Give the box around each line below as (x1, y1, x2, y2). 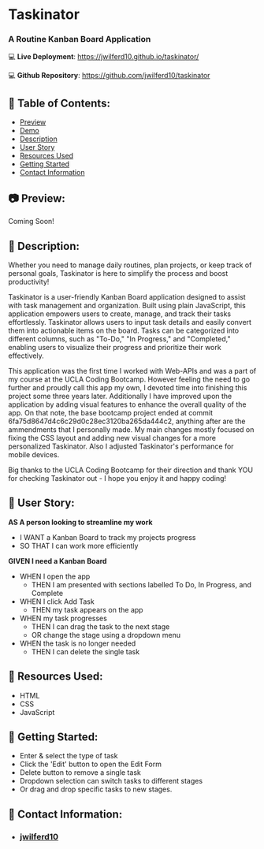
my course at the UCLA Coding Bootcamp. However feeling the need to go (8, 374, 251, 384)
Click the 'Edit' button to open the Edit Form (19, 759, 162, 769)
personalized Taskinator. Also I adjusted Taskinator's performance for (8, 441, 234, 451)
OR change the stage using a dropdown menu (31, 630, 181, 639)
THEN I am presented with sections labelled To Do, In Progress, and (31, 579, 252, 589)
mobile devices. (8, 449, 60, 459)
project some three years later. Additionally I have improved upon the (8, 391, 232, 400)
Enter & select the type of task (19, 751, 118, 761)
